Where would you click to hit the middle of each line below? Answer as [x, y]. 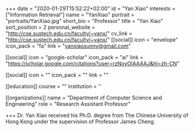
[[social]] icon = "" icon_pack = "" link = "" [57, 75]
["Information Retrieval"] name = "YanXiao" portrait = [70, 15]
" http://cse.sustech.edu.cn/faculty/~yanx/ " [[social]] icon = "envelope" [92, 40]
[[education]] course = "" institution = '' [53, 86]
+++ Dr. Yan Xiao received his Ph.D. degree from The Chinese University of [97, 115]
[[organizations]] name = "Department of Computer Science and [84, 98]
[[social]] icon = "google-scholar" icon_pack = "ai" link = [75, 57]
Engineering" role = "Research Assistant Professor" [68, 104]
